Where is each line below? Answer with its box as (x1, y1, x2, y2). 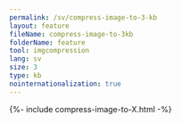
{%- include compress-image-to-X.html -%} (9, 103, 172, 114)
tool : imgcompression (9, 46, 90, 55)
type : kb (9, 71, 42, 80)
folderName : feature (9, 37, 86, 47)
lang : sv (9, 54, 42, 63)
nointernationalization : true (9, 79, 122, 88)
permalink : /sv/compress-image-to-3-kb (9, 12, 158, 22)
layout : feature (9, 21, 70, 30)
